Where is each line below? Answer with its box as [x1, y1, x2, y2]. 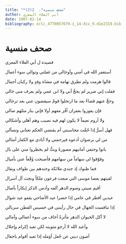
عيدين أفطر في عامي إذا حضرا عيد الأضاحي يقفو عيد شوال [5, 195, 114, 201]
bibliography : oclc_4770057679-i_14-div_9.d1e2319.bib [5, 21, 122, 26]
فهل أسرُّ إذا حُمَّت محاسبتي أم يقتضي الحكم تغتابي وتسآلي [5, 127, 113, 133]
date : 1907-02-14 [5, 16, 41, 21]
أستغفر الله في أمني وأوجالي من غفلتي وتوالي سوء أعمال [5, 69, 112, 75]
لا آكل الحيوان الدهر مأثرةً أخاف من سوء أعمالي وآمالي [5, 214, 106, 220]
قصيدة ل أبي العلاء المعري [5, 59, 54, 65]
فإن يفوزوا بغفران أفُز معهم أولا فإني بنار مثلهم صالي [5, 108, 102, 114]
